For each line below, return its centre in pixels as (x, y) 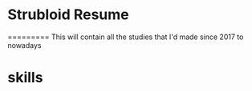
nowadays (24, 45)
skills (25, 78)
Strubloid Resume (68, 15)
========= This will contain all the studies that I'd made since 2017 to (126, 37)
